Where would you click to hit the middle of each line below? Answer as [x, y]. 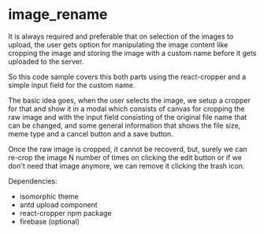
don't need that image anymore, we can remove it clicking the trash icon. [126, 165]
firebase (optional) [50, 221]
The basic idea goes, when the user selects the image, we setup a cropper [129, 100]
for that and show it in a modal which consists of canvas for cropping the [126, 109]
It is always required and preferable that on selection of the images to [121, 36]
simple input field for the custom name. [72, 85]
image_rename [58, 15]
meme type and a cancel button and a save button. [91, 134]
